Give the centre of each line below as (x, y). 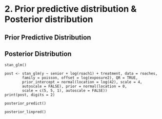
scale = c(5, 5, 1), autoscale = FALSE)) (65, 91)
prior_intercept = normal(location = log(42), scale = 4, (82, 82)
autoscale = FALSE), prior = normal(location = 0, (75, 86)
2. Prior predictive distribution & (71, 9)
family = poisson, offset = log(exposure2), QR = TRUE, (80, 78)
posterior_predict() (26, 103)
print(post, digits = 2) (30, 95)
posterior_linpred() (26, 112)
